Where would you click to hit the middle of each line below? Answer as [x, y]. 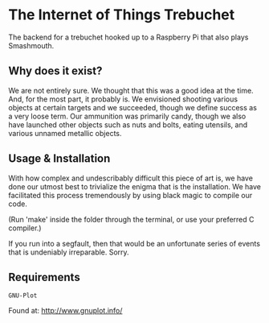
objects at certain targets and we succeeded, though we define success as [132, 107]
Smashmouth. [31, 45]
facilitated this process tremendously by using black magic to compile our [130, 195]
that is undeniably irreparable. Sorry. [69, 252]
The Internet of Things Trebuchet [122, 15]
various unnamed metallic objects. [65, 133]
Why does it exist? [55, 71]
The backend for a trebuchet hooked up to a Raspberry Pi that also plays [128, 37]
